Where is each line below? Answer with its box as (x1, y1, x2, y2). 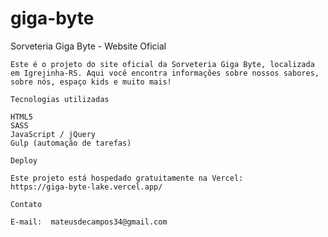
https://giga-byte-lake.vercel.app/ (10, 182, 163, 192)
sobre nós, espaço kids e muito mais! (10, 77, 172, 87)
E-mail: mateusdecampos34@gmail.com (10, 217, 168, 227)
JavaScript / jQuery (10, 129, 97, 139)
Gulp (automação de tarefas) (10, 138, 132, 148)
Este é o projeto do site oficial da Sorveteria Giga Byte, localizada (10, 59, 315, 69)
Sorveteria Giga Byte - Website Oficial (10, 40, 167, 52)
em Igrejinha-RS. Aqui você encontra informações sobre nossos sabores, (10, 68, 320, 78)
